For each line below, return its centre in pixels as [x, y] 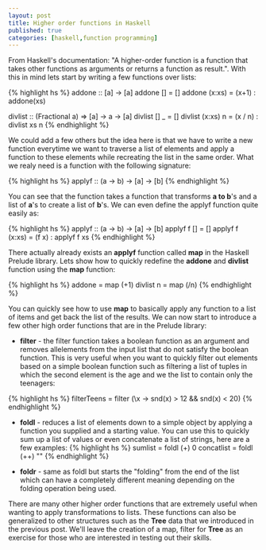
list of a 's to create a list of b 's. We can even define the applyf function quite [133, 205]
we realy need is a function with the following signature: [100, 166]
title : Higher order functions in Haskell [79, 23]
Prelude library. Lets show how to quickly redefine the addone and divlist [128, 261]
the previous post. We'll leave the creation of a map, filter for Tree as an [126, 529]
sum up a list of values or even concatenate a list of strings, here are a [135, 440]
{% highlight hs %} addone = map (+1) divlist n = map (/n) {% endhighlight [130, 285]
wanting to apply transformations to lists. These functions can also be [122, 513]
